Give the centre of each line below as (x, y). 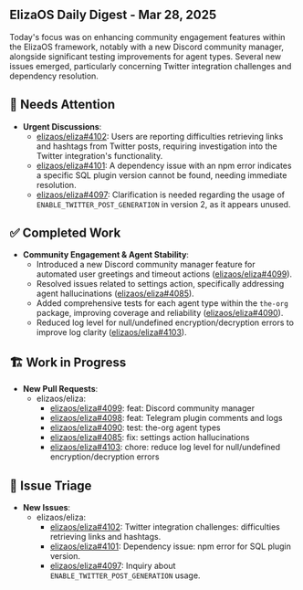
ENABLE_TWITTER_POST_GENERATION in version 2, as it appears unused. (163, 204)
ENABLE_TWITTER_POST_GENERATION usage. (125, 575)
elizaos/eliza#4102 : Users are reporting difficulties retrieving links (160, 136)
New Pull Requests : (60, 389)
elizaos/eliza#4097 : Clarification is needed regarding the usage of (161, 195)
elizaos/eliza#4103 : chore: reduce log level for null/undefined (165, 448)
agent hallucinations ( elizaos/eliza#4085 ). (115, 294)
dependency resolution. (54, 76)
